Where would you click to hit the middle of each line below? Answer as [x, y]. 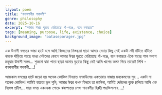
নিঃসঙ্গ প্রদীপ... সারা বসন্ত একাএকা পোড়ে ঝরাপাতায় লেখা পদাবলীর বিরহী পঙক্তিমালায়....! [65, 88]
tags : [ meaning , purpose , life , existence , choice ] [58, 32]
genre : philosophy [24, 19]
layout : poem [18, 9]
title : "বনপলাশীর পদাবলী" [26, 14]
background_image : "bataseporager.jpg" [45, 37]
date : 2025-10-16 [23, 23]
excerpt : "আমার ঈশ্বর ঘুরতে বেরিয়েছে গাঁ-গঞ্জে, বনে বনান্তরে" [50, 28]
